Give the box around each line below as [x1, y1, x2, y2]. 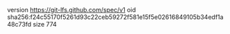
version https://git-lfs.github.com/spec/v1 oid [7, 6, 136, 14]
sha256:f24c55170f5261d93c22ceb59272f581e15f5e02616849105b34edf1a [7, 13, 224, 21]
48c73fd [7, 20, 32, 28]
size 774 [33, 20, 57, 28]
